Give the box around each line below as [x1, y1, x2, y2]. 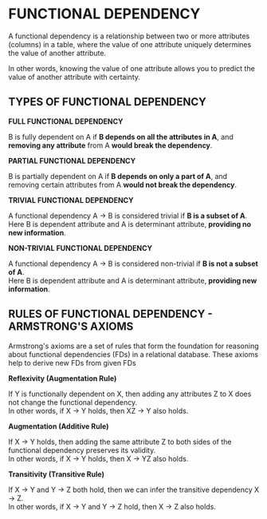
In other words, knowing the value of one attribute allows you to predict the [8, 63, 255, 73]
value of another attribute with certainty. [8, 72, 141, 81]
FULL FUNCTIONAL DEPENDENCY [8, 117, 124, 126]
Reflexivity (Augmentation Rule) [8, 373, 117, 383]
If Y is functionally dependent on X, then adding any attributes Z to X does [8, 389, 252, 398]
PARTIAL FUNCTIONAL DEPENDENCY [8, 156, 136, 165]
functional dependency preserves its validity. [8, 445, 156, 455]
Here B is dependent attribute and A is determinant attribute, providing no [8, 219, 252, 228]
